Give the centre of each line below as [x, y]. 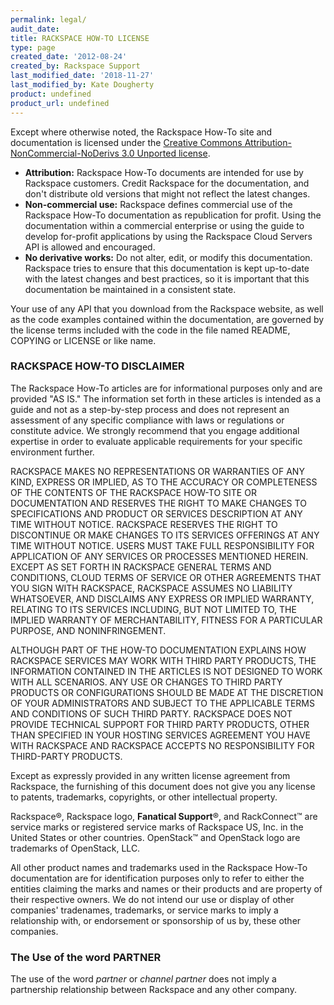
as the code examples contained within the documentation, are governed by [167, 319]
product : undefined [51, 94]
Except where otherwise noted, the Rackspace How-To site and [141, 132]
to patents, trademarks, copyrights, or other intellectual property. [144, 797]
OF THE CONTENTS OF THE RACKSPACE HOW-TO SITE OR [133, 492]
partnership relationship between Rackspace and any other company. [153, 990]
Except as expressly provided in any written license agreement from [150, 775]
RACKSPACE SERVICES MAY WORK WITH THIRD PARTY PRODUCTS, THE [163, 660]
